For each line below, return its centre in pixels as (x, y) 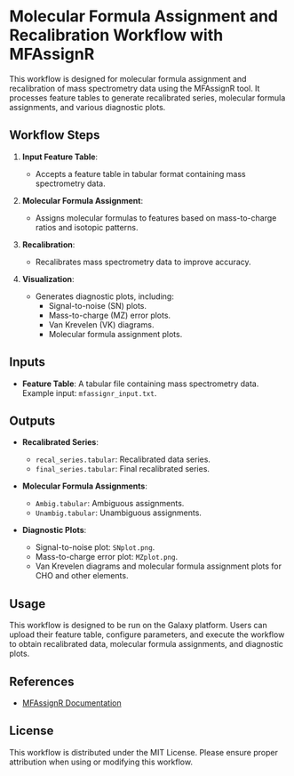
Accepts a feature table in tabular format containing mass (140, 174)
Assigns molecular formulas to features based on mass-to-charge (156, 218)
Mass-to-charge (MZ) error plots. (110, 315)
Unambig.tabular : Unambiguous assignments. (119, 513)
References (42, 681)
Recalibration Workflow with (116, 35)
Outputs (32, 420)
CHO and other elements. (82, 576)
